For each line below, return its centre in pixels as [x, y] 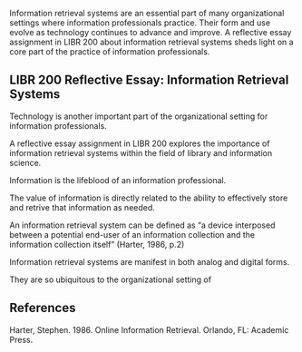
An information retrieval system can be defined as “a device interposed [142, 225]
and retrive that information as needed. [83, 207]
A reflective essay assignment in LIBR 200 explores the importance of [140, 143]
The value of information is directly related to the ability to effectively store [149, 198]
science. [25, 162]
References [43, 308]
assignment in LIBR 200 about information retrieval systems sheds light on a [151, 42]
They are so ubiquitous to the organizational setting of [110, 279]
